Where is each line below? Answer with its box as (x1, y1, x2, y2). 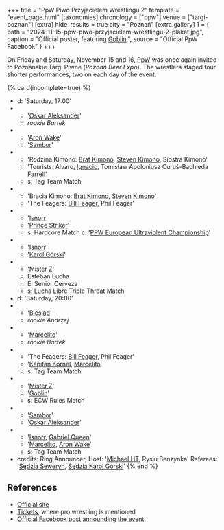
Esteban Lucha (27, 272, 70, 280)
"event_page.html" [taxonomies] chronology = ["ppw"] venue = (7, 13, 186, 21)
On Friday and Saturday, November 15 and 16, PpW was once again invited (7, 56, 217, 64)
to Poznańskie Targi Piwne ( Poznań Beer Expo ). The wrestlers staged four (7, 63, 216, 71)
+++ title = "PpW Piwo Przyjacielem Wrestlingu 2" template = (7, 6, 180, 14)
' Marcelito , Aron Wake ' (27, 440, 92, 448)
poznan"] (7, 21, 34, 28)
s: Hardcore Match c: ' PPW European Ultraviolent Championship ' (27, 228, 211, 236)
